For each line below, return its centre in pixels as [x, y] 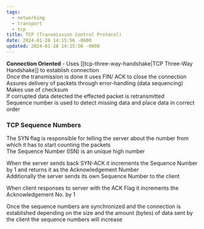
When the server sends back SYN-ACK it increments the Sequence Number [102, 163]
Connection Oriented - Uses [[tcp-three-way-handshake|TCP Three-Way [100, 63]
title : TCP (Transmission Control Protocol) [64, 35]
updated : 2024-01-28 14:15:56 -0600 [53, 47]
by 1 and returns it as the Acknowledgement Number [73, 170]
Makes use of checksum [37, 89]
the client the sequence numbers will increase [64, 220]
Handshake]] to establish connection [53, 70]
